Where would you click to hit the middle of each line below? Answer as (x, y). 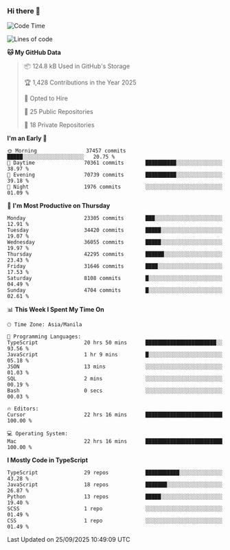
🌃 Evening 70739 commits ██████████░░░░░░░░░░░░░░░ (115, 175)
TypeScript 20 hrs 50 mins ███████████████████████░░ (115, 343)
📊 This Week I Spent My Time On (56, 310)
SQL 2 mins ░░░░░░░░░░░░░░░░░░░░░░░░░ (115, 379)
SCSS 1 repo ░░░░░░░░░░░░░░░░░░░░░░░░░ (115, 509)
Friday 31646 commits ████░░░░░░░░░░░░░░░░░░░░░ (115, 266)
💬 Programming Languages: (44, 337)
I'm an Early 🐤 (27, 138)
